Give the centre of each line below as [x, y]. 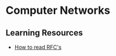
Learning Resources [44, 33]
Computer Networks [58, 11]
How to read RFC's [38, 47]
